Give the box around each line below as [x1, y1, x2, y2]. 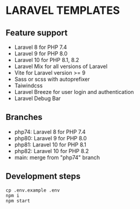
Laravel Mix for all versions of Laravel [14, 63, 108, 70]
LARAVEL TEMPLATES [5, 4, 120, 17]
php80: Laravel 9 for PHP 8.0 [14, 134, 87, 142]
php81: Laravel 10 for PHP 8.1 [14, 141, 87, 148]
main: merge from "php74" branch [14, 154, 100, 161]
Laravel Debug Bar [14, 95, 61, 102]
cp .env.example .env [5, 187, 60, 193]
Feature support [5, 28, 68, 38]
